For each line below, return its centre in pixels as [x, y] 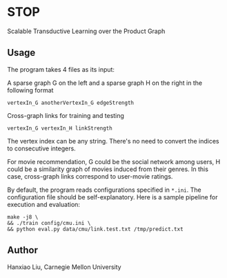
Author [22, 250]
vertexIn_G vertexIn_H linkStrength [60, 128]
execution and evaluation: [44, 204]
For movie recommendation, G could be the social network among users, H [114, 161]
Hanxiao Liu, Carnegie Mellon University [65, 267]
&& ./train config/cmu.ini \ [49, 223]
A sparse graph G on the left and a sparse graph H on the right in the [105, 83]
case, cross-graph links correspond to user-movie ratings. [90, 176]
